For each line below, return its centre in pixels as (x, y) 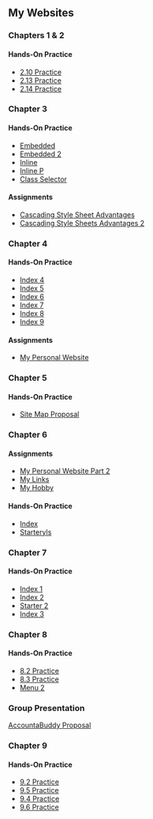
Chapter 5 (28, 378)
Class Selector (43, 179)
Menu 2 (32, 687)
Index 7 (32, 305)
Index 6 (32, 296)
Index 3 (32, 614)
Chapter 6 (28, 435)
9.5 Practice (39, 791)
